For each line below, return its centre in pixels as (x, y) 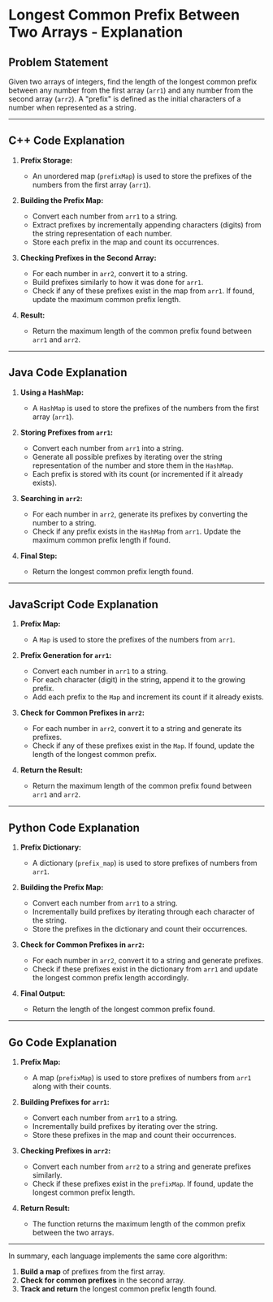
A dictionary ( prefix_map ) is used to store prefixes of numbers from (145, 863)
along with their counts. (72, 1087)
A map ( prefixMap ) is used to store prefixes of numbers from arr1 (142, 1078)
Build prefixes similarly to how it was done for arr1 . (118, 282)
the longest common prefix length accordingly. (110, 978)
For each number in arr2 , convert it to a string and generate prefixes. (148, 961)
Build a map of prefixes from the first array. (93, 1272)
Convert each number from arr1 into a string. (108, 448)
